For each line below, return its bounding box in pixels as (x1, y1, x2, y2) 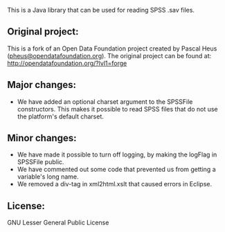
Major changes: (7, 79, 77, 91)
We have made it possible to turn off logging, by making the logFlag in (17, 150, 217, 159)
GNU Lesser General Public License (7, 218, 109, 227)
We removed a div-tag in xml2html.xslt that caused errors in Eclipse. (17, 180, 213, 188)
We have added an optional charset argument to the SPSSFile (17, 97, 193, 106)
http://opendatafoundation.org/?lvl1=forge (7, 59, 127, 67)
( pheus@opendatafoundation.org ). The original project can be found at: (7, 51, 212, 60)
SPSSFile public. (17, 158, 64, 166)
